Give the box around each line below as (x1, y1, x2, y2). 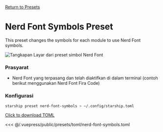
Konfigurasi (5, 93, 34, 99)
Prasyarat (5, 64, 29, 71)
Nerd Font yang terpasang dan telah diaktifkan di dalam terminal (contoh (12, 75, 158, 81)
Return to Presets (5, 4, 40, 10)
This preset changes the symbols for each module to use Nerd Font (5, 37, 141, 43)
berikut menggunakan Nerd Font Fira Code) (12, 80, 100, 86)
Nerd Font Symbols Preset (5, 21, 113, 32)
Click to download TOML (5, 112, 55, 118)
